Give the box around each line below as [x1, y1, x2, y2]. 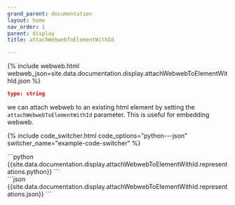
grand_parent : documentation [7, 10, 93, 18]
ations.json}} [7, 190, 44, 198]
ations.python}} [7, 168, 53, 176]
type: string [7, 91, 46, 98]
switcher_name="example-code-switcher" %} [7, 139, 141, 147]
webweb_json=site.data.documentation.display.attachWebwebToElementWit [7, 70, 228, 78]
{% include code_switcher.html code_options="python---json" [7, 131, 188, 140]
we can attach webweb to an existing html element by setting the [7, 103, 195, 111]
